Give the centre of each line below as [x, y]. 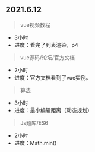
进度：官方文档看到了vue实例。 [53, 77]
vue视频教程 [35, 25]
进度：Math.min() [35, 142]
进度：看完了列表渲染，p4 [46, 45]
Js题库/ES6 [34, 123]
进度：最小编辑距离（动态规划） [53, 110]
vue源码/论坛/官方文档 [47, 57]
